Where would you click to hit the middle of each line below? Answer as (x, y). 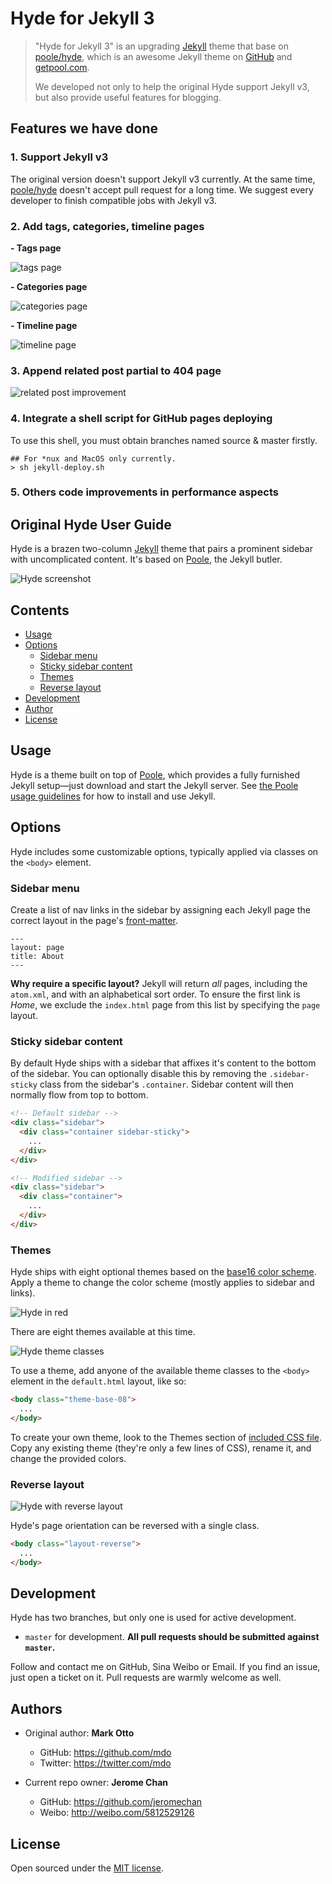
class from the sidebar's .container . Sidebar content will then (166, 1084)
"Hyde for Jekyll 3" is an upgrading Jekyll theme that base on (162, 46)
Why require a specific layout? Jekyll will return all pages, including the (159, 983)
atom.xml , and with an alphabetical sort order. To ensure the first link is (155, 994)
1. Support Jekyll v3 (59, 157)
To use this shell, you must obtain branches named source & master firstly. (164, 440)
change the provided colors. (68, 1458)
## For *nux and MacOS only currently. (93, 458)
